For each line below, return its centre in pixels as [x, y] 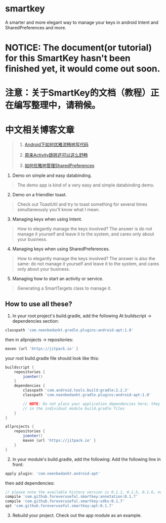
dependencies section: [36, 321]
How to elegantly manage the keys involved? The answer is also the [86, 259]
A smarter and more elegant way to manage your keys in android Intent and [82, 22]
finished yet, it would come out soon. [83, 69]
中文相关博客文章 [40, 130]
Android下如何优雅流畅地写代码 [57, 145]
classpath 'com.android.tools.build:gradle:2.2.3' [76, 390]
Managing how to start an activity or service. [58, 279]
